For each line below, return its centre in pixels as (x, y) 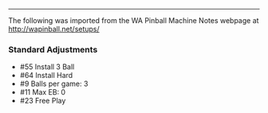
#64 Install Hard (46, 76)
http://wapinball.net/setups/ (54, 29)
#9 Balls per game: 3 (54, 84)
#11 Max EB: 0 (43, 92)
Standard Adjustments (53, 49)
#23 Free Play (43, 101)
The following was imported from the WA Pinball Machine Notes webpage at (134, 20)
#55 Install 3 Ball (47, 67)
